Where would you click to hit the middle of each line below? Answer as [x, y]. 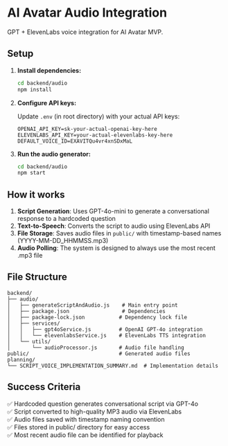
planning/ [21, 359]
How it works [36, 194]
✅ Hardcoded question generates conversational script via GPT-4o [103, 404]
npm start [32, 173]
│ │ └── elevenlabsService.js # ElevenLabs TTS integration [107, 335]
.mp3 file [30, 256]
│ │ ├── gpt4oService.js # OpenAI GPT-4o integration [105, 329]
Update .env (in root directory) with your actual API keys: [98, 116]
